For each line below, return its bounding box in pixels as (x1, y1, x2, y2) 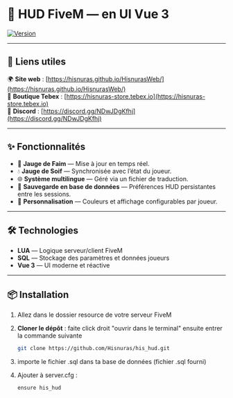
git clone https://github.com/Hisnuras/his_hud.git (17, 345, 170, 352)
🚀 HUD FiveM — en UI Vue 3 (7, 6, 170, 22)
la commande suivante (17, 331, 83, 340)
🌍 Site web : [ (7, 74, 49, 83)
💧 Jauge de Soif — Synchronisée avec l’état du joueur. (17, 167, 172, 175)
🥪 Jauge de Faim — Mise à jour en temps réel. (17, 159, 150, 167)
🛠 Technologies (7, 224, 78, 236)
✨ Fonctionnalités (7, 141, 86, 153)
